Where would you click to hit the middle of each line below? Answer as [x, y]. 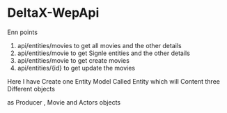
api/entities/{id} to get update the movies [76, 68]
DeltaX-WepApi [53, 13]
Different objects [31, 89]
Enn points [23, 32]
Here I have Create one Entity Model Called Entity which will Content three [114, 81]
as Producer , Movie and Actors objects [64, 102]
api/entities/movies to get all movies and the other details [100, 45]
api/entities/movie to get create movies [73, 60]
